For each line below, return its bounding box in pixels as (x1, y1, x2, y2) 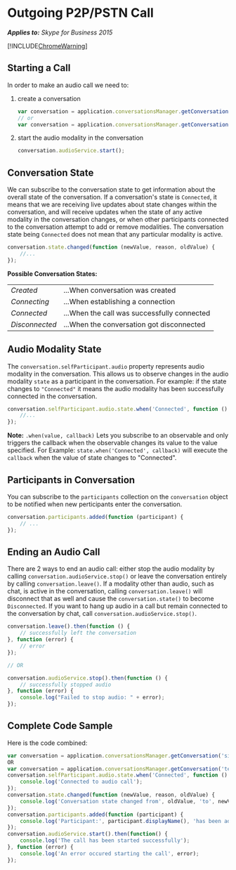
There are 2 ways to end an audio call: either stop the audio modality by (7, 565, 215, 573)
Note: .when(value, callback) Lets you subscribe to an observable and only (7, 431, 229, 440)
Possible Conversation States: (7, 269, 98, 278)
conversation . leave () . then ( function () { (7, 623, 131, 630)
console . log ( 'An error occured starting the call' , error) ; (20, 850, 199, 857)
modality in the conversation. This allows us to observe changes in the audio (7, 369, 229, 378)
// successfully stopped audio (20, 681, 112, 688)
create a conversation (17, 94, 81, 103)
